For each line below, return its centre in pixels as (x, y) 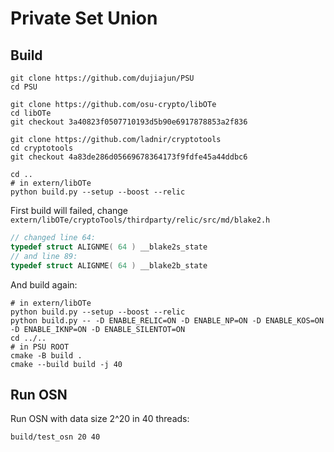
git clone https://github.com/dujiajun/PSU (102, 78)
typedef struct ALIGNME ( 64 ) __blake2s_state (109, 247)
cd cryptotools (42, 148)
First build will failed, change (69, 210)
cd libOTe (31, 113)
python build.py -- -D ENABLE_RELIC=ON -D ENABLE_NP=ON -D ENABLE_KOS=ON (167, 320)
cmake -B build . (46, 355)
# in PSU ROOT (40, 347)
